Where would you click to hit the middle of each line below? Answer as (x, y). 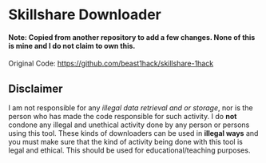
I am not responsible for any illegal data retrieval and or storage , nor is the (131, 108)
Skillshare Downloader (85, 15)
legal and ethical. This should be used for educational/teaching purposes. (129, 150)
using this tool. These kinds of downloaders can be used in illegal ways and (133, 133)
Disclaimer (36, 88)
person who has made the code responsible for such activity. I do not (123, 117)
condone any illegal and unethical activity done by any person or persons (129, 125)
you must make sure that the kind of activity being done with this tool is (126, 142)
